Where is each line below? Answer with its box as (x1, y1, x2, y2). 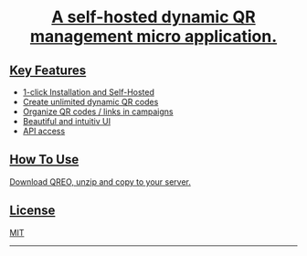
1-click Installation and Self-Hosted (22, 87, 155, 97)
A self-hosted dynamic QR (51, 6, 256, 27)
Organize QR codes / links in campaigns (22, 106, 174, 117)
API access (22, 125, 66, 136)
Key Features (9, 62, 87, 78)
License (9, 203, 56, 219)
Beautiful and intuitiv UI (22, 116, 111, 126)
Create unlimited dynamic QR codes (22, 97, 159, 107)
